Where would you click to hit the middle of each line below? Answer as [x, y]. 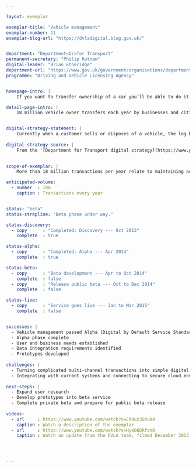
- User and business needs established [60, 343]
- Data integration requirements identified [66, 349]
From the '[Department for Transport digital [73, 150]
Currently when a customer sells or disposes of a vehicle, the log [101, 134]
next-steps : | [23, 387]
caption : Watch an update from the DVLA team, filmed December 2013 [103, 436]
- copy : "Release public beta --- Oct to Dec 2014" [83, 284]
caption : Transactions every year [60, 193]
